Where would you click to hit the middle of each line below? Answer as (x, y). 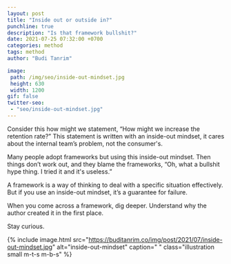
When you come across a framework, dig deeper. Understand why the (107, 205)
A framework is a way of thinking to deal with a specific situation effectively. (115, 185)
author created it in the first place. (56, 213)
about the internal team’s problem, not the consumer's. (85, 143)
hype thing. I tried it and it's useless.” (60, 171)
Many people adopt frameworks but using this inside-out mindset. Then (109, 156)
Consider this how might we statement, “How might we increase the (103, 129)
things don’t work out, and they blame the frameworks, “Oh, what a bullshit (113, 164)
